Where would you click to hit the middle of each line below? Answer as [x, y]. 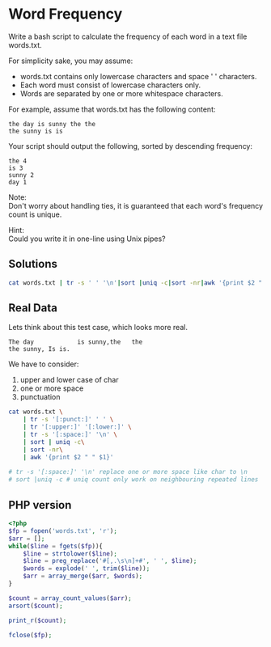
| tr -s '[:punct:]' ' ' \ [68, 420]
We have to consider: [44, 364]
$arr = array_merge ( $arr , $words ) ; [83, 576]
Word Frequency [66, 14]
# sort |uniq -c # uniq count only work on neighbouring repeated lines [133, 480]
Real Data [33, 308]
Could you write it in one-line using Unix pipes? [87, 239]
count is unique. [35, 214]
